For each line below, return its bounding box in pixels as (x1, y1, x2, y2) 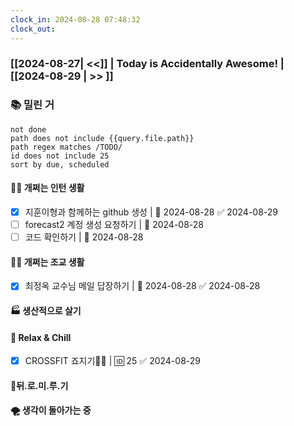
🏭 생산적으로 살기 (10, 304, 82, 316)
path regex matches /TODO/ (10, 142, 123, 152)
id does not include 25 (10, 151, 110, 161)
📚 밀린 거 (10, 98, 55, 112)
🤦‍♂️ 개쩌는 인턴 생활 (10, 182, 85, 194)
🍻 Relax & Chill (10, 331, 72, 343)
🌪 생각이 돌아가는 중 (10, 404, 92, 416)
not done (10, 124, 47, 135)
